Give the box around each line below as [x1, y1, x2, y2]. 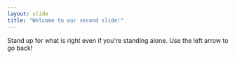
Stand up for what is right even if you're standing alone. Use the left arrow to [7, 36, 229, 44]
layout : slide [7, 10, 49, 18]
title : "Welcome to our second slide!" [7, 17, 124, 24]
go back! [7, 44, 33, 52]
